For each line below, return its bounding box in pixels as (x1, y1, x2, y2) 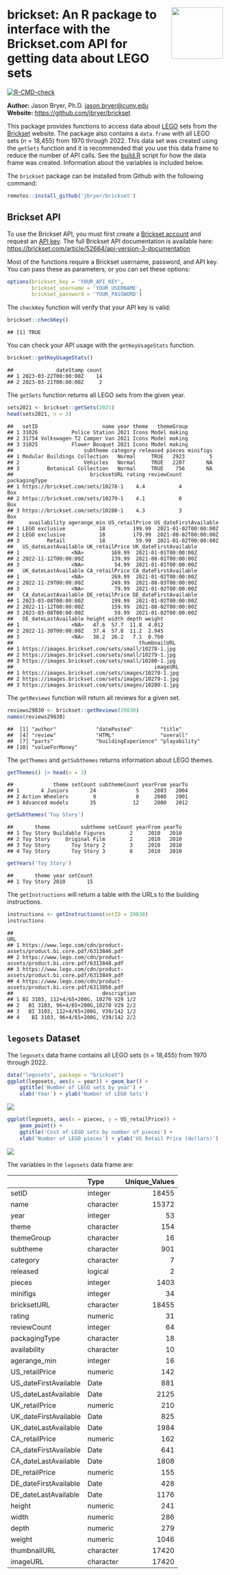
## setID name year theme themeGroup (7, 423, 188, 429)
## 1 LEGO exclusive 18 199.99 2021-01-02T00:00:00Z (7, 525, 219, 532)
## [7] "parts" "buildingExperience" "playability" (7, 737, 201, 745)
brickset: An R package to (7, 7, 157, 23)
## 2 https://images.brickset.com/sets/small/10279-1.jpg (7, 651, 176, 658)
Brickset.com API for (7, 36, 128, 52)
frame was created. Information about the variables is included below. (7, 158, 204, 166)
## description (7, 990, 136, 996)
